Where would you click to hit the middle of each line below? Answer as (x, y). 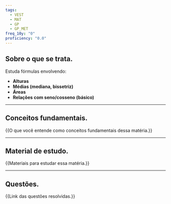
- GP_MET (19, 29)
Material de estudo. (37, 151)
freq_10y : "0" (20, 34)
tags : (11, 10)
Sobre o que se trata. (39, 59)
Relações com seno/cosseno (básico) (53, 97)
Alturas (21, 81)
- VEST (17, 15)
